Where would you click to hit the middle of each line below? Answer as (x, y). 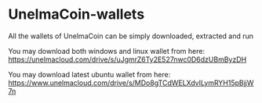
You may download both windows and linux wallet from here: (107, 51)
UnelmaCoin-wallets (76, 14)
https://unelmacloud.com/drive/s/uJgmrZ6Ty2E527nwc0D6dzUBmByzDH (127, 59)
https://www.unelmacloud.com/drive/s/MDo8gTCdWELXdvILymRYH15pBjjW (131, 83)
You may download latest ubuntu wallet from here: (89, 74)
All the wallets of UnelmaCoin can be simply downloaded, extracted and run (131, 36)
